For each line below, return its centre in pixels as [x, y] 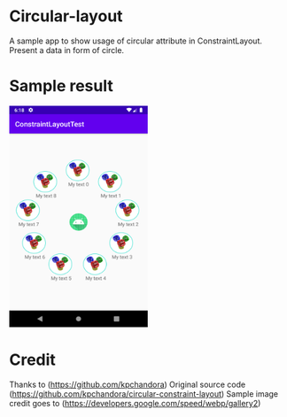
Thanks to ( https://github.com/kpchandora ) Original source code [128, 384]
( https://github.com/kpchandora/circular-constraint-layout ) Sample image [144, 394]
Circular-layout [66, 16]
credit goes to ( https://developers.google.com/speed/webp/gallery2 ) [135, 403]
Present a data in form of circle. [67, 50]
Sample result [61, 86]
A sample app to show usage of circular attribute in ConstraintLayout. [136, 41]
